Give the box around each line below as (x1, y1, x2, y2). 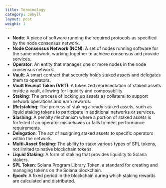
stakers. (12, 157, 29, 163)
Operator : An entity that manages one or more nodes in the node (12, 61, 146, 67)
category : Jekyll (5, 12, 41, 17)
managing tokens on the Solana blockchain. (12, 168, 102, 174)
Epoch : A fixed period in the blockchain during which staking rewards (12, 173, 156, 179)
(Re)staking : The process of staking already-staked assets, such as (12, 104, 152, 110)
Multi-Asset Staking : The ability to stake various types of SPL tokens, (12, 141, 157, 147)
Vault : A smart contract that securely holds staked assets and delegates (12, 72, 161, 78)
